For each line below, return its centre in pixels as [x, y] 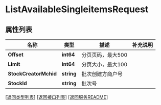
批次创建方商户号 [102, 74]
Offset [16, 55]
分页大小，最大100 [105, 64]
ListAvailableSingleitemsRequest [77, 9]
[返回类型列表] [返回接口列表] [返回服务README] [57, 97]
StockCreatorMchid [32, 74]
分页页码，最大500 [105, 55]
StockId [17, 83]
